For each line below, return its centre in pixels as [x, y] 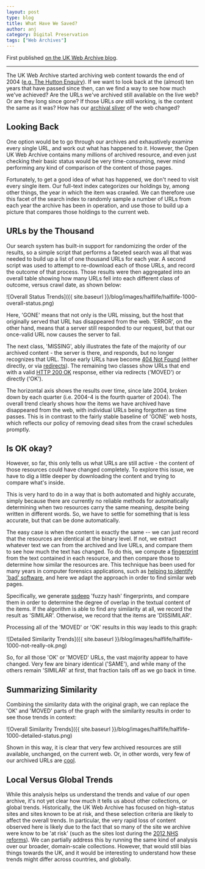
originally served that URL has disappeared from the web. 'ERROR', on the [99, 321]
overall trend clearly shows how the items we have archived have [88, 403]
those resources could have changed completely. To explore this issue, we [100, 470]
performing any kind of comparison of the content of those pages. [89, 167]
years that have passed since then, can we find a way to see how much [96, 88]
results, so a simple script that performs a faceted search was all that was [99, 252]
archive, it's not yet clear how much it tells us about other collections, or [97, 801]
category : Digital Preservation [47, 35]
